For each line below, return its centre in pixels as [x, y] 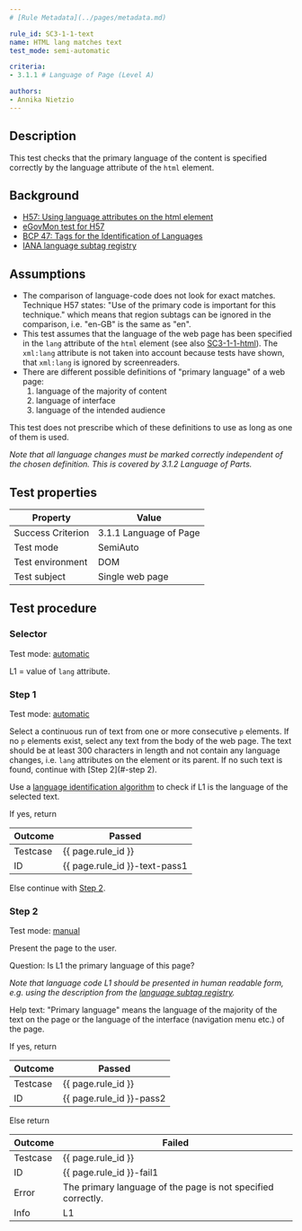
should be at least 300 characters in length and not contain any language [145, 750]
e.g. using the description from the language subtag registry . [122, 993]
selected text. [35, 796]
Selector [28, 634]
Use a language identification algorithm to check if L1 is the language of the [149, 786]
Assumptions [48, 274]
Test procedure [53, 609]
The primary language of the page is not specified [168, 1187]
